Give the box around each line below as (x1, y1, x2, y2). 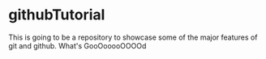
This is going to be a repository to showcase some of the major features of (8, 32, 258, 42)
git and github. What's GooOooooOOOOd (8, 40, 147, 50)
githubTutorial (8, 6, 105, 24)
